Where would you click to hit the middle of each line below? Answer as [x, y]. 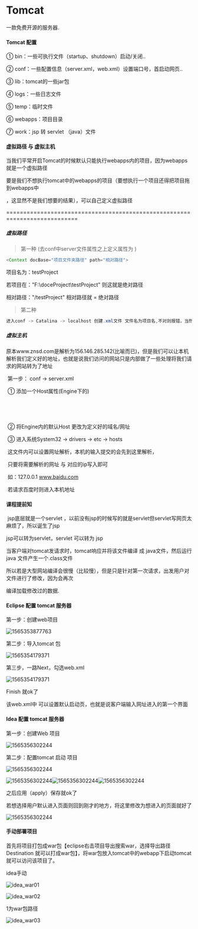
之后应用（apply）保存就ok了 [42, 792]
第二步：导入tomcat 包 [33, 644]
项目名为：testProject [32, 272]
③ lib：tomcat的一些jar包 [38, 82]
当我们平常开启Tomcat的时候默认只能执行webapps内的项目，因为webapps [97, 161]
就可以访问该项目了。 [32, 860]
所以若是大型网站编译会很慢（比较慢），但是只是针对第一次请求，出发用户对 [98, 571]
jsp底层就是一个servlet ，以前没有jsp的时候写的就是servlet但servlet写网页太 [100, 519]
